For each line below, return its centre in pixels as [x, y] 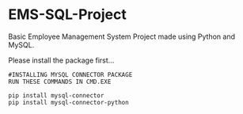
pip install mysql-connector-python [68, 102]
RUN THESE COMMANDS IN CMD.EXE [60, 82]
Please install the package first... [61, 60]
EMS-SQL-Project [67, 15]
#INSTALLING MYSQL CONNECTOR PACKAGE [70, 74]
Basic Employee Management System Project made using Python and [122, 36]
